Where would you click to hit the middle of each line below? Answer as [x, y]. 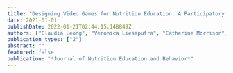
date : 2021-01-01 [32, 20]
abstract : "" [26, 46]
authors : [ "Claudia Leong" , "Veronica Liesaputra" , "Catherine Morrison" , [118, 33]
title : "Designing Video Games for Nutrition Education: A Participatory [116, 14]
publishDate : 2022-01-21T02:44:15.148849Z [69, 26]
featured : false [31, 53]
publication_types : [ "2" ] [44, 40]
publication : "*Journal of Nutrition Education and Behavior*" [101, 59]
